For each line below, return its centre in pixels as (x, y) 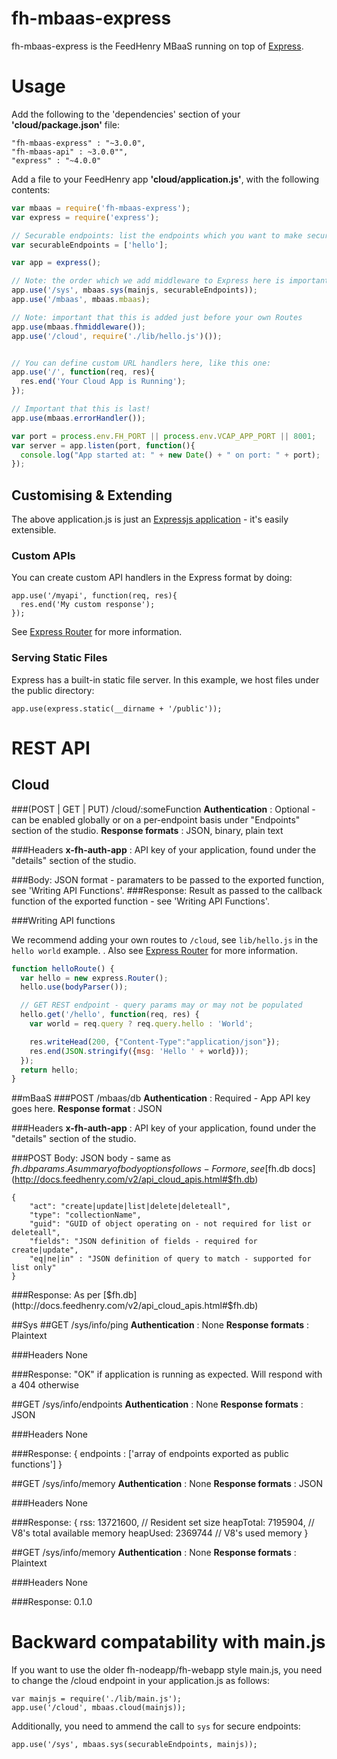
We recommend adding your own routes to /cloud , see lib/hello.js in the (165, 939)
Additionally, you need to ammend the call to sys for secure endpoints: (156, 1726)
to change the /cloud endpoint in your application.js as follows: (140, 1681)
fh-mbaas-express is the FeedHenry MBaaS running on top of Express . (157, 46)
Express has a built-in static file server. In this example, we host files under (165, 679)
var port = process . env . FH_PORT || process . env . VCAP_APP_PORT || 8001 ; (164, 436)
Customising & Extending (92, 495)
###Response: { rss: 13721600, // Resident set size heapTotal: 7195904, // (163, 1523)
